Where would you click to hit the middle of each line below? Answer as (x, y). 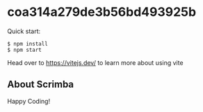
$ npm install (28, 44)
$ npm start (24, 50)
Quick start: (24, 31)
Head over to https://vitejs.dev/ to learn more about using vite (95, 62)
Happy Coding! (29, 101)
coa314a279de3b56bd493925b (102, 12)
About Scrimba (41, 85)
